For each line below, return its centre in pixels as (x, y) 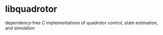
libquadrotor (31, 9)
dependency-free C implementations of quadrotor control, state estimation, (81, 23)
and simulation (20, 28)
